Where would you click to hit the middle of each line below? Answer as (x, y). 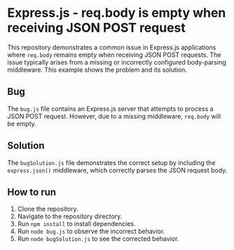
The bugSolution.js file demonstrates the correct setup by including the (111, 162)
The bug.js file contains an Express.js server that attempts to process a (110, 108)
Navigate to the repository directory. (70, 216)
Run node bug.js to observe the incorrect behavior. (91, 231)
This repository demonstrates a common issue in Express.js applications (112, 47)
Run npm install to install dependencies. (76, 224)
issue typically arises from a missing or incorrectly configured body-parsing (117, 62)
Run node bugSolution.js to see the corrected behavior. (98, 239)
